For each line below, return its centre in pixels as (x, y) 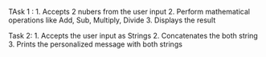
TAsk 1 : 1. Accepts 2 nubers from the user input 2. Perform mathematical (129, 12)
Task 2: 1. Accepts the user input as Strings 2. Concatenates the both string (133, 36)
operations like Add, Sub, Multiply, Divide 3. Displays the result (112, 20)
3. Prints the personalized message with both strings (96, 44)
